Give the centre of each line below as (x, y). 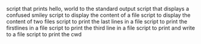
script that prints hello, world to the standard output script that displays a (98, 9)
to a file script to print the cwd (44, 34)
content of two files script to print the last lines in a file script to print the (97, 21)
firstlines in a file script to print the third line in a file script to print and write (101, 28)
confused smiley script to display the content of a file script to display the (98, 15)
